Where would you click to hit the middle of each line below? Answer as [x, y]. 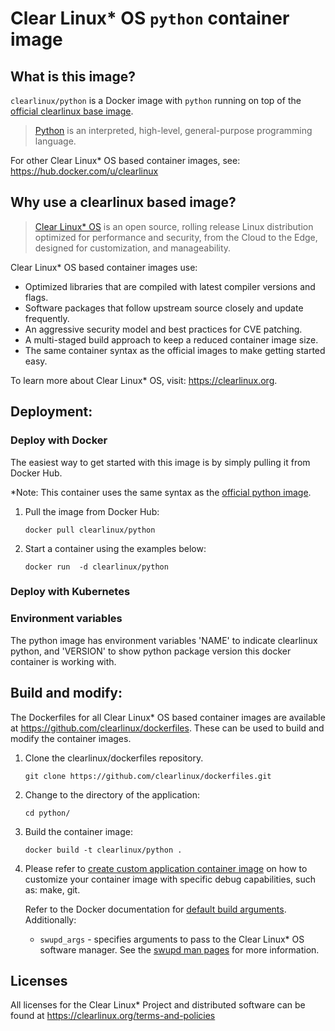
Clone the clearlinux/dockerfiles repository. [114, 758]
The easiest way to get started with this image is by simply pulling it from [160, 462]
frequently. [47, 318]
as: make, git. [52, 889]
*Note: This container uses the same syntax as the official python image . [161, 492]
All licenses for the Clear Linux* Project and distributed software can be [158, 1005]
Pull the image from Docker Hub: [92, 511]
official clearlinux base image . [72, 111]
